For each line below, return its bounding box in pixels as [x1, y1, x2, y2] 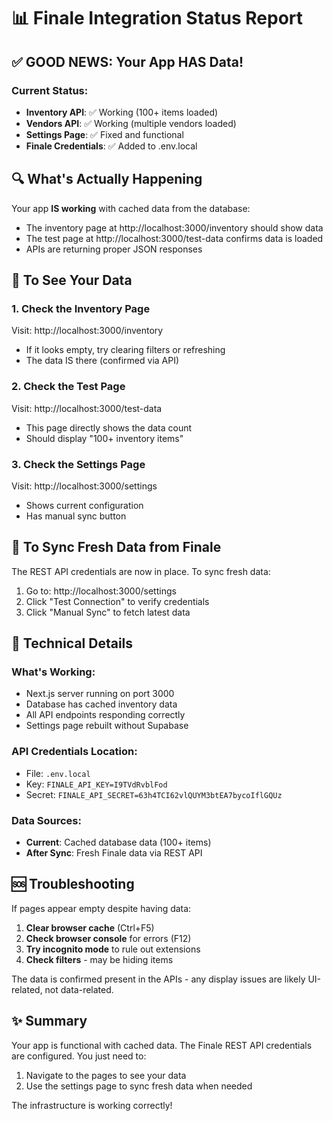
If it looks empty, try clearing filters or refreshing [25, 344, 226, 356]
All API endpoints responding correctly [25, 709, 186, 721]
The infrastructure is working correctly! [11, 1099, 173, 1111]
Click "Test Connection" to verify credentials [25, 595, 210, 607]
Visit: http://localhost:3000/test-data [11, 402, 163, 414]
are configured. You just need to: [11, 1050, 147, 1062]
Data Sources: [11, 813, 82, 827]
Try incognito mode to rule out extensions [25, 943, 201, 955]
